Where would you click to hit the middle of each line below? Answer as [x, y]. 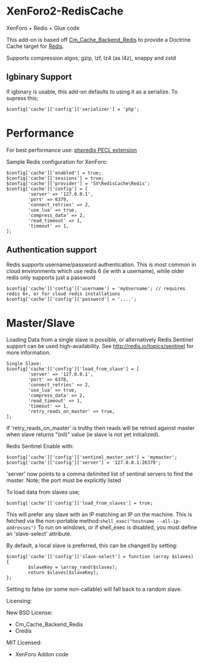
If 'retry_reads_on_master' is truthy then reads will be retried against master [101, 428]
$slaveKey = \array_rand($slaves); [73, 567]
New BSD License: [29, 613]
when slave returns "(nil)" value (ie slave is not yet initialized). [83, 434]
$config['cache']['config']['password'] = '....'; [72, 299]
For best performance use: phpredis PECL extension [72, 150]
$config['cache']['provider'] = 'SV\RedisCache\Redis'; [78, 183]
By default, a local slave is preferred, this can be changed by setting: [92, 546]
